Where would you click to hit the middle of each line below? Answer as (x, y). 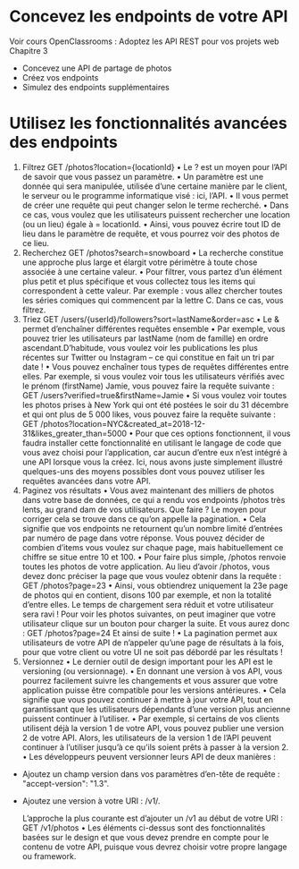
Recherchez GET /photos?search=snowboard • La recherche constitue (153, 252)
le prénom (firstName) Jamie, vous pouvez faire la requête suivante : (148, 386)
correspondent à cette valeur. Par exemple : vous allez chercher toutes (152, 290)
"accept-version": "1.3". (66, 783)
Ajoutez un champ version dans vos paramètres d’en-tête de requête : (151, 774)
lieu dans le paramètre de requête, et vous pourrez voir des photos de (151, 234)
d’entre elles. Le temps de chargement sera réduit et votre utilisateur (148, 604)
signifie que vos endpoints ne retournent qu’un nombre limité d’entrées (152, 528)
